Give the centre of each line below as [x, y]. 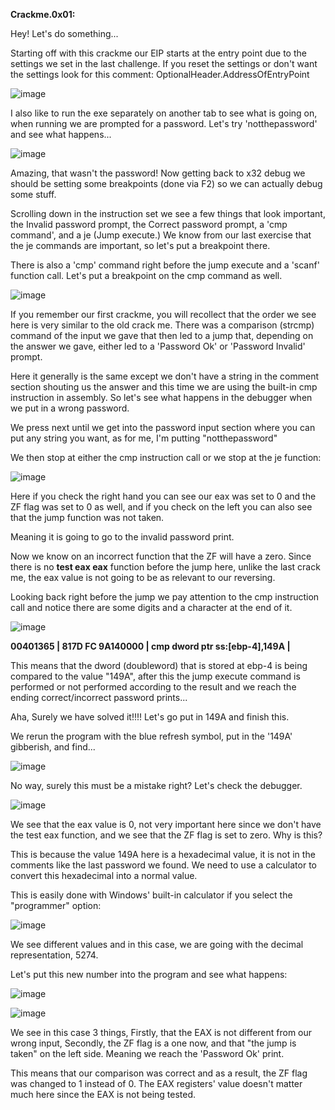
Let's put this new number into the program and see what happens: [149, 974]
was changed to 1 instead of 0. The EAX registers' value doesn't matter [156, 1083]
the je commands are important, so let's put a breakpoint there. [140, 245]
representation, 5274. [54, 955]
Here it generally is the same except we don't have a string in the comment [165, 376]
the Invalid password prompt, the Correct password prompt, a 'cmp [149, 224]
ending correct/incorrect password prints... [99, 697]
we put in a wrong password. [70, 408]
